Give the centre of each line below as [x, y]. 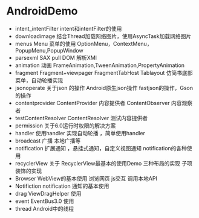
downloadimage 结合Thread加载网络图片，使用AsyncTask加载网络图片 [103, 36]
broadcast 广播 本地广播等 [48, 141]
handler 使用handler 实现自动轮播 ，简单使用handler [80, 133]
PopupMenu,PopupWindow [49, 50]
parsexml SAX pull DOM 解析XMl [56, 57]
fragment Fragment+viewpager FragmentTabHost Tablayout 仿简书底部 [104, 72]
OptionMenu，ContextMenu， [115, 43]
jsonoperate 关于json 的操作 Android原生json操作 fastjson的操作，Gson [104, 88]
